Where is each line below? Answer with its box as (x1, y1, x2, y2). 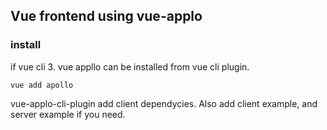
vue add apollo (10, 80, 74, 90)
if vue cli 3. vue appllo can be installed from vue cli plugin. (10, 60, 250, 73)
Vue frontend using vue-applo (10, 8, 203, 25)
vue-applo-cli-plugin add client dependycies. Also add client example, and (10, 97, 318, 109)
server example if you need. (10, 108, 126, 120)
